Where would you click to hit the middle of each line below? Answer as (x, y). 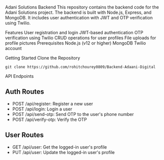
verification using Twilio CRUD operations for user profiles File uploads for (81, 38)
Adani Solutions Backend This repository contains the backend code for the (82, 7)
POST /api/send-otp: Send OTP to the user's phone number (73, 114)
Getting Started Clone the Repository (43, 58)
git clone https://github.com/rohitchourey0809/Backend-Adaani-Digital (80, 67)
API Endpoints (20, 76)
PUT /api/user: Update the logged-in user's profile (63, 152)
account (14, 48)
